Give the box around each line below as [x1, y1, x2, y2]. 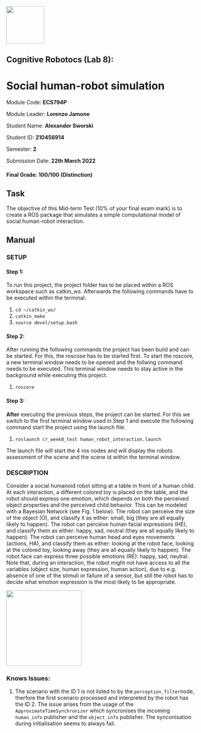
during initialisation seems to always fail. [14, 720, 116, 727]
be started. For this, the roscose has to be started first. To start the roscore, [6, 353, 194, 360]
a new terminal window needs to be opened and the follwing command [6, 359, 183, 366]
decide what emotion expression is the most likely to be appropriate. [6, 578, 176, 585]
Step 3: [6, 397, 25, 405]
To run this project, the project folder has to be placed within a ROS [6, 281, 174, 289]
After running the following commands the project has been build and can [6, 346, 190, 353]
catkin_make [14, 313, 45, 319]
